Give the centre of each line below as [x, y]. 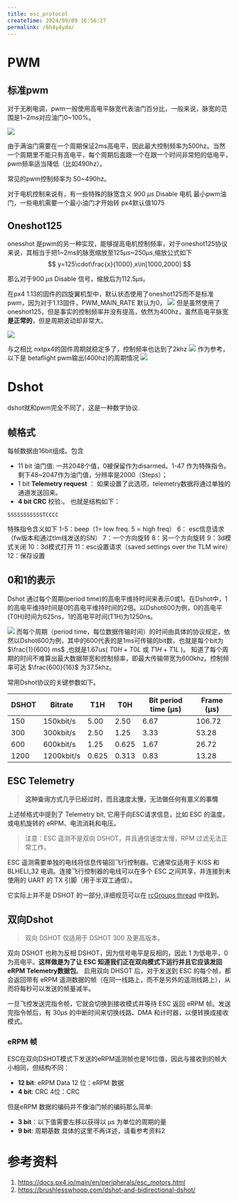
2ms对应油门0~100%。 [60, 117]
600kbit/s [59, 744]
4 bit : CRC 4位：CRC [49, 1091]
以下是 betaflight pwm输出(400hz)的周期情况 [73, 358]
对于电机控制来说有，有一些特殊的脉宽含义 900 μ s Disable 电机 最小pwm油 [117, 194]
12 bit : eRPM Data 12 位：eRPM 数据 [71, 1082]
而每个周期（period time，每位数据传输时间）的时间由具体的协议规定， [120, 631]
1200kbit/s [62, 756]
